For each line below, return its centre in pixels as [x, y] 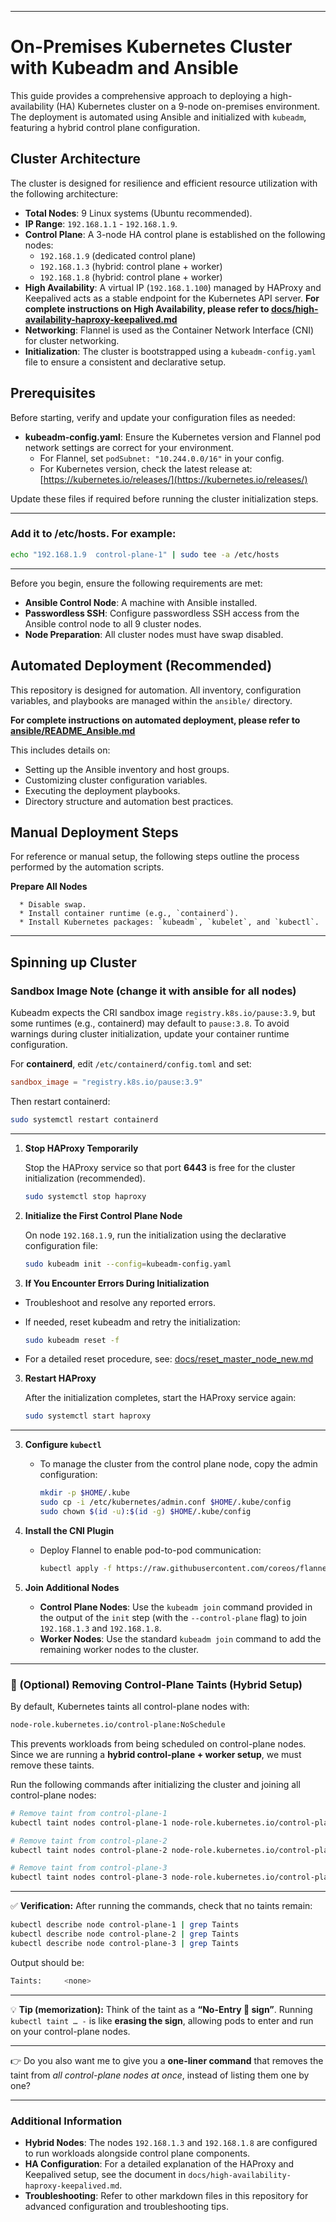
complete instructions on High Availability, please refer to [147, 308]
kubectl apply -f [76, 1568]
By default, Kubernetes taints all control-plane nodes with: [130, 1707]
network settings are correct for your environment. [129, 447]
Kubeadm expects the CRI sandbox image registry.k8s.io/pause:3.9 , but [163, 1013]
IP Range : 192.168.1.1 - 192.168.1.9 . [101, 223]
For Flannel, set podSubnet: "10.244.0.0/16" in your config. [162, 458]
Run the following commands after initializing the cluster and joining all [155, 1784]
